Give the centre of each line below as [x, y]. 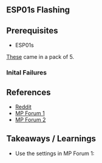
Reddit [23, 107]
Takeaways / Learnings [51, 139]
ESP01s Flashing [38, 10]
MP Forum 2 [30, 119]
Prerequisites [32, 31]
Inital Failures [27, 73]
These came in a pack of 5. [40, 57]
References [29, 92]
